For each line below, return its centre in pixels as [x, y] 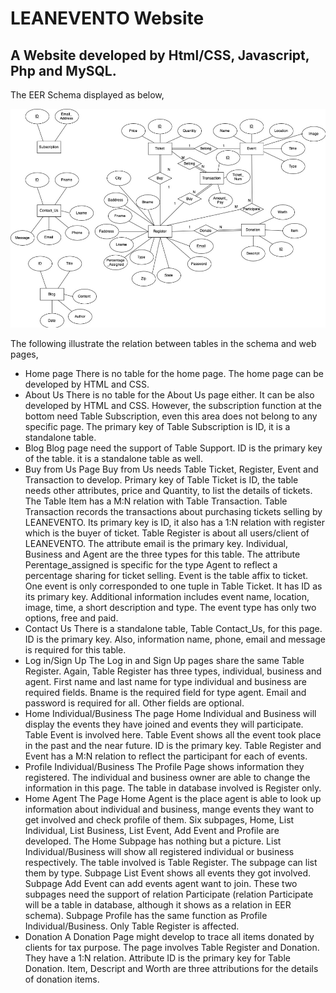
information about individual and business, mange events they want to [169, 809]
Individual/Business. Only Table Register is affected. [132, 926]
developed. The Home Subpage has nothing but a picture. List [153, 841]
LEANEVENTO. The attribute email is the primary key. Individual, [156, 544]
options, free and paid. [71, 618]
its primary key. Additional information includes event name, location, [167, 597]
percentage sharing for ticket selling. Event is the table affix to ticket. [166, 576]
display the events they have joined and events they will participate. [164, 724]
